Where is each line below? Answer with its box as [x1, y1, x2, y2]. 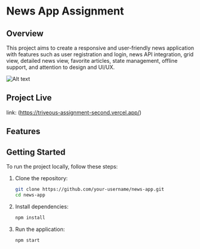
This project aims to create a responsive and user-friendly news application [6, 44, 195, 51]
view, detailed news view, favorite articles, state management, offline [6, 57, 178, 64]
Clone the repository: [15, 175, 68, 182]
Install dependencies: [15, 202, 69, 210]
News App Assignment [6, 4, 124, 18]
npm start [15, 237, 40, 243]
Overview [6, 28, 44, 39]
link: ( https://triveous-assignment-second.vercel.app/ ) [6, 109, 142, 116]
